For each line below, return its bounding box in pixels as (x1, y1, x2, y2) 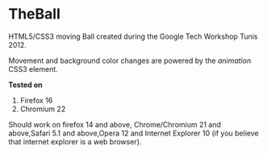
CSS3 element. (8, 64, 58, 73)
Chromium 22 (19, 104, 66, 114)
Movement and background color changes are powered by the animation (8, 56, 252, 65)
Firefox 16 (19, 95, 53, 105)
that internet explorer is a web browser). (8, 136, 142, 146)
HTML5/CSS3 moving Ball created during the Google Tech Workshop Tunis (8, 31, 258, 41)
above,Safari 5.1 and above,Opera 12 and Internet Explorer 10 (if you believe (8, 128, 260, 138)
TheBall (8, 5, 60, 23)
